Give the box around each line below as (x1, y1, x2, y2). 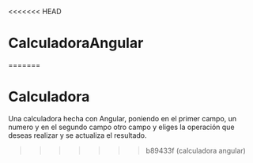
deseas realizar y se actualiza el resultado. (8, 130, 148, 140)
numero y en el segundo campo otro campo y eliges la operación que (8, 122, 235, 132)
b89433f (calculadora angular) (145, 146, 247, 155)
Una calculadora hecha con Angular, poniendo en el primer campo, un (8, 113, 237, 123)
